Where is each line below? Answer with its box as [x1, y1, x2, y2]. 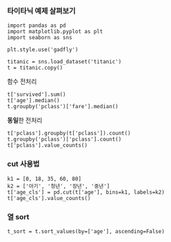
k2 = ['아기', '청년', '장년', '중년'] [7, 183, 110, 190]
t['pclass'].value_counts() [7, 142, 88, 149]
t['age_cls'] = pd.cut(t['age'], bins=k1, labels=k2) [7, 188, 165, 196]
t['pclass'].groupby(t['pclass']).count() [7, 130, 131, 137]
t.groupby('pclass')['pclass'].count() [7, 136, 122, 143]
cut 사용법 [7, 159, 40, 169]
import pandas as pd [7, 22, 67, 29]
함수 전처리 [7, 77, 37, 85]
